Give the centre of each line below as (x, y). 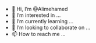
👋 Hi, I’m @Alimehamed (40, 9)
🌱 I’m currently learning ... (42, 21)
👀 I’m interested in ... (36, 15)
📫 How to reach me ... (38, 34)
